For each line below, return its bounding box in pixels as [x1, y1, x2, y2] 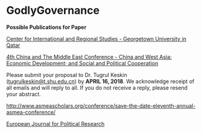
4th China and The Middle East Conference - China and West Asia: [6, 53, 172, 60]
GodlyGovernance [6, 4, 100, 17]
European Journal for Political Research [6, 120, 105, 127]
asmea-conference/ [6, 108, 56, 116]
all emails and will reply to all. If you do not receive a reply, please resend [6, 84, 188, 91]
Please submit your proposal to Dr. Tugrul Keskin [6, 71, 128, 78]
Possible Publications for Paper [6, 23, 87, 31]
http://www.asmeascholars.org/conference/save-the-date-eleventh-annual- [6, 102, 196, 109]
